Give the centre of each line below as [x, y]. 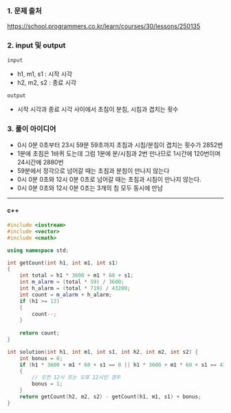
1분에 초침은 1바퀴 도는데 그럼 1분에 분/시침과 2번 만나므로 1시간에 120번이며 [119, 153]
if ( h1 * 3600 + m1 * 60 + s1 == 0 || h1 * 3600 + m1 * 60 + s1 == [118, 365]
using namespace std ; [38, 250]
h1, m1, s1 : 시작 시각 [45, 74]
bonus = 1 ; [47, 384]
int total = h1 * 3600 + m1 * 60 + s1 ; [77, 276]
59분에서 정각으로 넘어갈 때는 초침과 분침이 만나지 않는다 [93, 171]
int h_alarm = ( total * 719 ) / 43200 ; [75, 288]
